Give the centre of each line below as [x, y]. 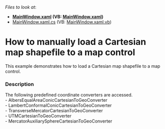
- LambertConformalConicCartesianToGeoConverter [58, 105]
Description [20, 84]
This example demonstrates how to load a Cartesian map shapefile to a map [83, 66]
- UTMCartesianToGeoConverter [38, 116]
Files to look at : [21, 7]
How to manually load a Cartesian [76, 42]
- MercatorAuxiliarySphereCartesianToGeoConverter [59, 121]
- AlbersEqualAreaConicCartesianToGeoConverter [56, 100]
